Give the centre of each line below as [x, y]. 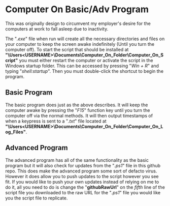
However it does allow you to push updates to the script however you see [82, 176]
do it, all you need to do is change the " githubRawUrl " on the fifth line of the [85, 187]
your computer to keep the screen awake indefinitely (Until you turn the [80, 44]
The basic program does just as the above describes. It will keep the [77, 105]
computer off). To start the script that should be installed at [67, 49]
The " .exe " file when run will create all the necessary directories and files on [85, 39]
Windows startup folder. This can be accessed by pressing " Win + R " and [82, 66]
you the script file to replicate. [37, 198]
